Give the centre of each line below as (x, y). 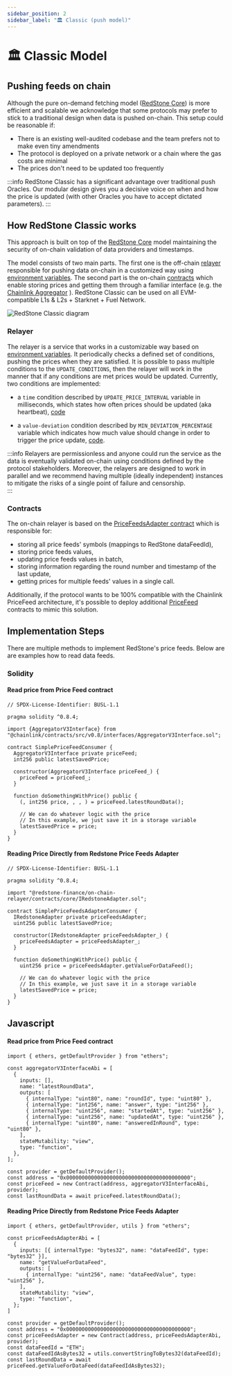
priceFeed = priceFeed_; (55, 778)
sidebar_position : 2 (37, 14)
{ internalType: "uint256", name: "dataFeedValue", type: (111, 1275)
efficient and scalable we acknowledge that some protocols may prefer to (112, 110)
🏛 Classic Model (57, 56)
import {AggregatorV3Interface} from (62, 729)
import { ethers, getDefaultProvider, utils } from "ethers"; (99, 1226)
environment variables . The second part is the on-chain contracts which (110, 278)
